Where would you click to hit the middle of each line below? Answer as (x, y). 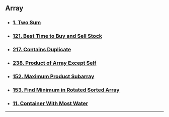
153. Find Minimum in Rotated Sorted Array (66, 90)
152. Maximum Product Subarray (53, 76)
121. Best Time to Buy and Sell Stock (57, 36)
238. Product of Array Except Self (54, 63)
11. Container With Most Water (50, 103)
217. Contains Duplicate (42, 50)
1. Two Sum (27, 23)
